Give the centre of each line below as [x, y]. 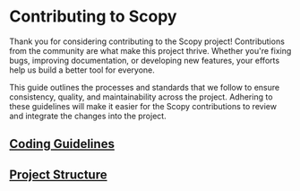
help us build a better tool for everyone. [82, 70]
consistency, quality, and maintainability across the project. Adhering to [141, 97]
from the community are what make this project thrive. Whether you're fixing [150, 50]
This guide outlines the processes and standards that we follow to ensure [145, 87]
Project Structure [58, 174]
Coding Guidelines [62, 144]
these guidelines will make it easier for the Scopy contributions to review [143, 106]
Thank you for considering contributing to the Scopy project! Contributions [147, 41]
